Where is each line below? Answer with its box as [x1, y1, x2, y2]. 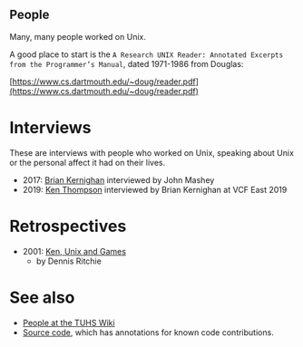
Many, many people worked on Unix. [9, 31, 147, 42]
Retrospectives [9, 216, 127, 236]
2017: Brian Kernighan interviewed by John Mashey [22, 174, 215, 185]
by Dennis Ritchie [35, 255, 102, 266]
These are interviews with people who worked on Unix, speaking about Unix [9, 147, 295, 158]
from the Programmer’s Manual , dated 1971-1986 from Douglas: [9, 58, 244, 69]
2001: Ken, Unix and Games [22, 246, 127, 256]
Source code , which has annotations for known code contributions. [22, 326, 274, 338]
